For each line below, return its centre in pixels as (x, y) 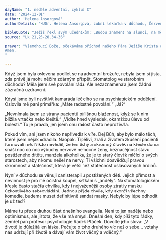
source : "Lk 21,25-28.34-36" (35, 37)
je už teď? (15, 201)
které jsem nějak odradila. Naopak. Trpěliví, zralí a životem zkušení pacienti (82, 139)
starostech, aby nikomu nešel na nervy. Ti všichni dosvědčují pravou (75, 160)
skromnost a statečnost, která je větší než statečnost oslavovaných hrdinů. (81, 165)
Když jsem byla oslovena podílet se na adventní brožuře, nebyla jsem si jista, (83, 73)
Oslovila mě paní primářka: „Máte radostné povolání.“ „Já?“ (65, 104)
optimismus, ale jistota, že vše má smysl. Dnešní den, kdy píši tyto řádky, (79, 216)
